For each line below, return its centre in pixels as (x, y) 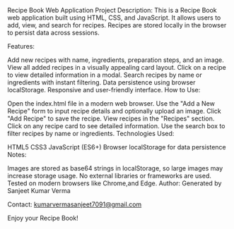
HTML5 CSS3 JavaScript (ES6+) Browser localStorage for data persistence (117, 147)
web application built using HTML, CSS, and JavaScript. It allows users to (114, 18)
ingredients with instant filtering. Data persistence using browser (101, 82)
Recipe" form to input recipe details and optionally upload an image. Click (114, 111)
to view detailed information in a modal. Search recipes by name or (105, 75)
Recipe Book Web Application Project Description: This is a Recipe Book (112, 10)
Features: (21, 46)
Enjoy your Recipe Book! (43, 218)
